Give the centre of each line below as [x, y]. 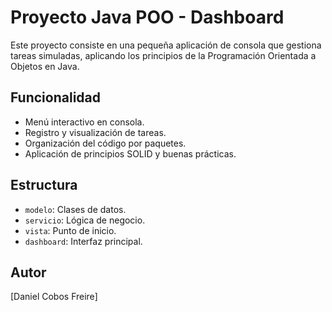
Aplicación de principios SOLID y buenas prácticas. [130, 153]
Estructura [44, 185]
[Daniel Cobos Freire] [54, 297]
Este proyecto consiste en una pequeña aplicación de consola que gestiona [166, 45]
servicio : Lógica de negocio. [85, 220]
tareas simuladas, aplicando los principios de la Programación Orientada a [163, 55]
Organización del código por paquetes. [105, 143]
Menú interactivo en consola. [84, 122]
